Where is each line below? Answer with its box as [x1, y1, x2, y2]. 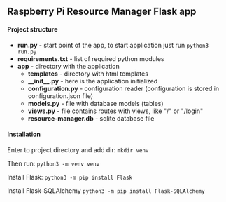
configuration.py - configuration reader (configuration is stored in [27, 84, 220, 93]
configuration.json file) [27, 91, 93, 100]
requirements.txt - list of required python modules [17, 54, 164, 62]
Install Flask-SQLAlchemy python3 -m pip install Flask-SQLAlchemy [7, 186, 205, 195]
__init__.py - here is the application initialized [27, 76, 158, 85]
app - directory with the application [17, 62, 120, 70]
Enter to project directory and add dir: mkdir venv [7, 145, 149, 154]
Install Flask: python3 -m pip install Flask [7, 173, 133, 181]
